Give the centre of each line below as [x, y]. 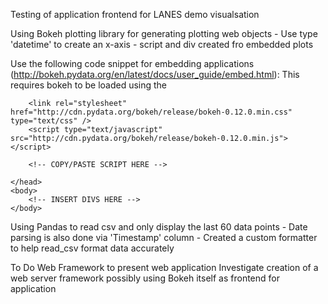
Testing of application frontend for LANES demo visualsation [135, 14]
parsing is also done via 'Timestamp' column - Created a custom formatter [164, 237]
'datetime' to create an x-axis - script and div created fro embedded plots [162, 44]
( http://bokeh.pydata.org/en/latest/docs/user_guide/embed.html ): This [155, 74]
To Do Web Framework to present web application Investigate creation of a [164, 267]
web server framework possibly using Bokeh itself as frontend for [145, 278]
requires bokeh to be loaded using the [89, 85]
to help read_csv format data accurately [92, 248]
